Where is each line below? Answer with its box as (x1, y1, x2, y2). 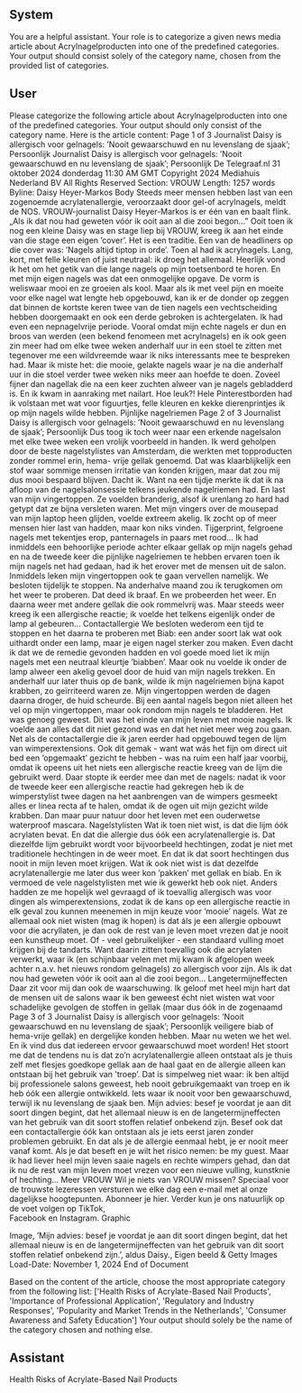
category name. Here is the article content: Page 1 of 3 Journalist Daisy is (9, 129, 282, 140)
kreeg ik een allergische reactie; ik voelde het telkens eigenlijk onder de (9, 608, 276, 619)
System (9, 7, 54, 23)
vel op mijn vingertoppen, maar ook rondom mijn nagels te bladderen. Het (9, 704, 283, 715)
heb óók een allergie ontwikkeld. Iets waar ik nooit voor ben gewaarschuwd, (9, 1087, 292, 1099)
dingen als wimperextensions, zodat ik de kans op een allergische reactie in (9, 896, 290, 907)
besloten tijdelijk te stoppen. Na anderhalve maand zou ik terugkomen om (9, 579, 283, 590)
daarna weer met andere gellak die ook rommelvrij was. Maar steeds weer (9, 599, 285, 610)
